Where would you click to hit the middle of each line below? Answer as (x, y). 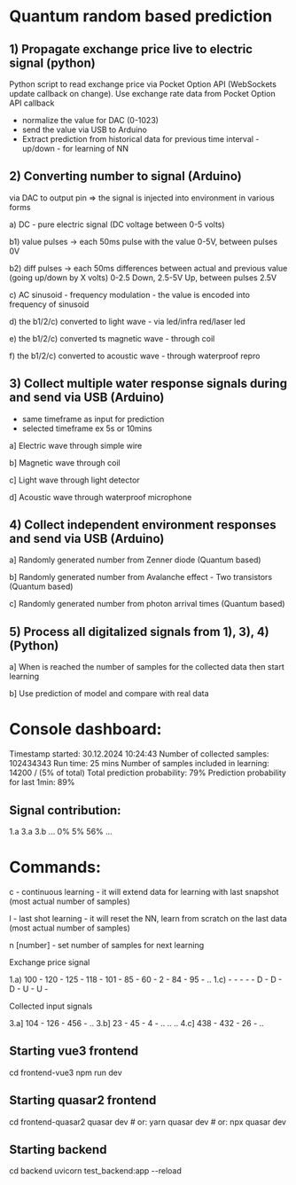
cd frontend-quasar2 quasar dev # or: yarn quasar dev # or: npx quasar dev (148, 1122)
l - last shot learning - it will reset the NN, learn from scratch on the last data (148, 918)
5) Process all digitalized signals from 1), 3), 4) (140, 632)
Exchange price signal (50, 962)
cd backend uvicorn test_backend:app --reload (95, 1171)
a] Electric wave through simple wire (76, 445)
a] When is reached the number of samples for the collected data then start (147, 667)
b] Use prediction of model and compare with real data (109, 694)
